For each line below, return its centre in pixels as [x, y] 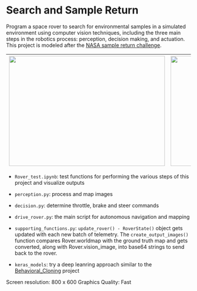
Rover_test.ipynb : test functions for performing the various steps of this [102, 176]
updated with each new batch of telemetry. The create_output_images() [101, 234]
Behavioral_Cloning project [47, 270]
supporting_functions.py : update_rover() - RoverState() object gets [98, 228]
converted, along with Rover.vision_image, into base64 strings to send [99, 246]
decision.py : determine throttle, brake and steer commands [87, 205]
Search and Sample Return [72, 10]
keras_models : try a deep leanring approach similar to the [83, 264]
